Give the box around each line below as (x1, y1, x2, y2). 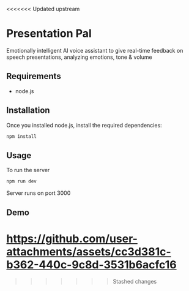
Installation (6, 105, 50, 116)
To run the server (6, 167, 50, 174)
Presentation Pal (6, 27, 92, 40)
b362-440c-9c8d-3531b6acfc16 (6, 257, 177, 271)
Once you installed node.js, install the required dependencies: (6, 121, 162, 129)
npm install (6, 133, 37, 140)
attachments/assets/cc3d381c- (6, 244, 171, 259)
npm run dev (6, 178, 37, 184)
